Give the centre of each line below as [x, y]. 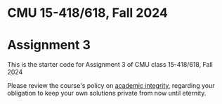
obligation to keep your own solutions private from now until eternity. [107, 93]
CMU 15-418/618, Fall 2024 [88, 13]
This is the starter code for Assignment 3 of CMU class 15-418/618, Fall [110, 65]
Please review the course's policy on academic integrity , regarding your [111, 86]
